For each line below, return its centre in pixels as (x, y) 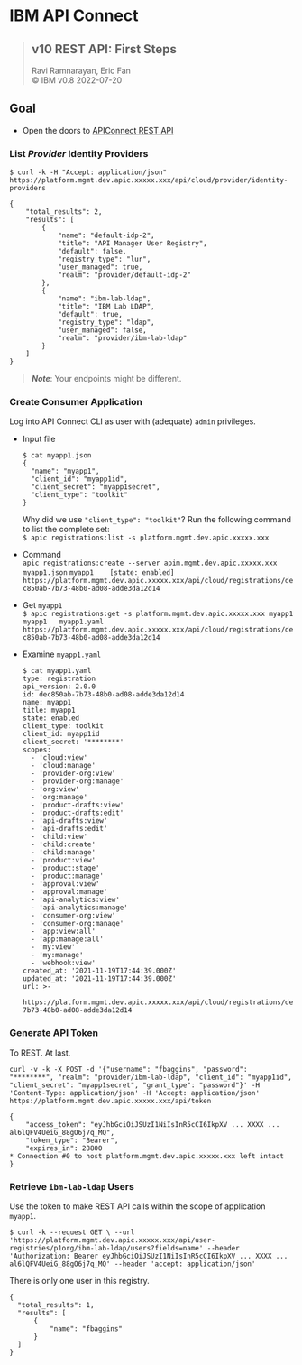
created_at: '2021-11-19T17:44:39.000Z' (99, 971)
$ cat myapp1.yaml (57, 671)
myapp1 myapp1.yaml (63, 622)
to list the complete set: (66, 530)
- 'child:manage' (64, 853)
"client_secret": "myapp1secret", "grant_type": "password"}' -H (134, 1085)
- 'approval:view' (65, 884)
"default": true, (90, 315)
